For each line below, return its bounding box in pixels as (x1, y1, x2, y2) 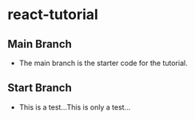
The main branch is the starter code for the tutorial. (18, 58, 189, 68)
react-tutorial (7, 6, 99, 24)
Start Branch (7, 81, 73, 95)
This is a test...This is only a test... (18, 102, 131, 112)
